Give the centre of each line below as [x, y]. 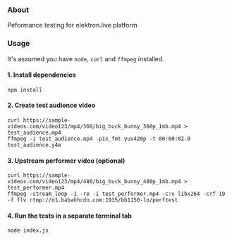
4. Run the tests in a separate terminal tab [70, 216]
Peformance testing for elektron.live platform [72, 25]
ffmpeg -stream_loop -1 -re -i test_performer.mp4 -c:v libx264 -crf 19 [116, 194]
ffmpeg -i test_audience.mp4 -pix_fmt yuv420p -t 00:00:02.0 [99, 139]
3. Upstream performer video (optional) [66, 161]
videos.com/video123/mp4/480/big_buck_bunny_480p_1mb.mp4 [94, 182]
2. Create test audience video [51, 105]
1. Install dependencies [42, 75]
